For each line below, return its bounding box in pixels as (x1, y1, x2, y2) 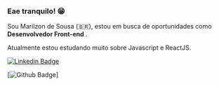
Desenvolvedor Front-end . (7, 30, 88, 38)
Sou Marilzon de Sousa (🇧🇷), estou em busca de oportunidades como (7, 22, 212, 31)
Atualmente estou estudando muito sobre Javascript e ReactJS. (7, 43, 192, 52)
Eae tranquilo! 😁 (7, 6, 65, 16)
